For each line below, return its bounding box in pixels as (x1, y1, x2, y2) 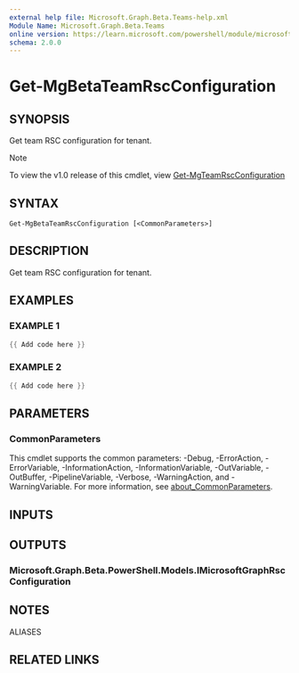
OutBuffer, (9, 472, 47, 482)
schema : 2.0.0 (9, 37, 62, 47)
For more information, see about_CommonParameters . (74, 481, 273, 492)
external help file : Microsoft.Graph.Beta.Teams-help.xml (9, 12, 229, 22)
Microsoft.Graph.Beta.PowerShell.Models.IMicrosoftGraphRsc (9, 564, 287, 576)
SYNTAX (9, 195, 60, 210)
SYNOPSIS (9, 111, 70, 127)
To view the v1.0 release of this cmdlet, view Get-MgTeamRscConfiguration (9, 170, 286, 181)
